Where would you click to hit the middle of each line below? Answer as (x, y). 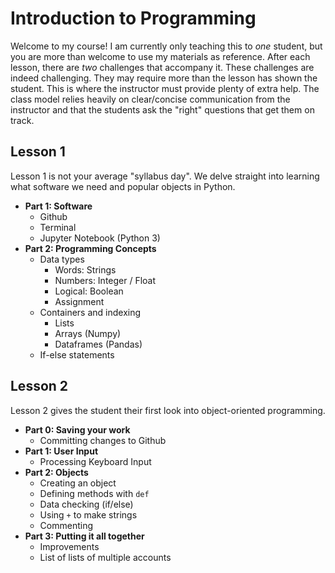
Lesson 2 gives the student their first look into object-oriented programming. (168, 410)
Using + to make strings (88, 514)
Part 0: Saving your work (77, 429)
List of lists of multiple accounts (105, 557)
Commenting (66, 525)
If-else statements (77, 354)
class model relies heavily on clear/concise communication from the (150, 99)
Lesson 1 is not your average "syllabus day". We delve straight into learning (165, 176)
